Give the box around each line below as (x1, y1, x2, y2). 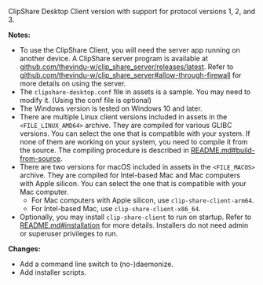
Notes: (8, 31, 31, 39)
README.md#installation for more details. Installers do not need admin (19, 221, 249, 230)
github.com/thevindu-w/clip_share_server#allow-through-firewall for (19, 71, 242, 79)
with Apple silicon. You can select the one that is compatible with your (19, 179, 247, 188)
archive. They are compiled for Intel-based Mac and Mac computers (19, 170, 241, 180)
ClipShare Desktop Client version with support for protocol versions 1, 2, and (8, 7, 256, 16)
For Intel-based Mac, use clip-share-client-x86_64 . (31, 204, 202, 213)
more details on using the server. (19, 79, 126, 88)
